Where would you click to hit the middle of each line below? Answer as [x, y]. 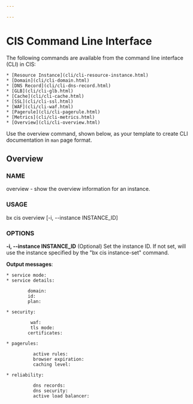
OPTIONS [20, 233]
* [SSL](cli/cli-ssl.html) [40, 101]
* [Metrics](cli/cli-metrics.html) [51, 117]
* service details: [31, 280]
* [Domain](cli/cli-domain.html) [48, 80]
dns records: [49, 385]
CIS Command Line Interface [79, 41]
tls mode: [43, 328]
